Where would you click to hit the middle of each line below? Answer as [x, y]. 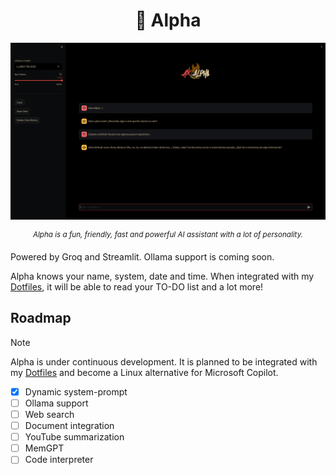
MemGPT [44, 448]
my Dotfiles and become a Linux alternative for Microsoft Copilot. [144, 372]
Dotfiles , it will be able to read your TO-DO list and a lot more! [137, 287]
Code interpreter [59, 460]
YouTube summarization [74, 437]
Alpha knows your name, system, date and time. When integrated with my [162, 276]
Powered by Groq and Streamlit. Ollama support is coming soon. [142, 257]
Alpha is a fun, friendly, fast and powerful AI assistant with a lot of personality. [168, 235]
